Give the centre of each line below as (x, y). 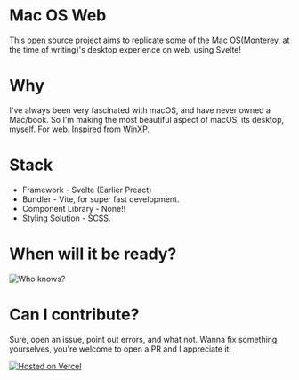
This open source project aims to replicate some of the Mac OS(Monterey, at (149, 40)
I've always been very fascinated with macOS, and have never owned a (140, 110)
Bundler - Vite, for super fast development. (101, 199)
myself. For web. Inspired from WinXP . (79, 129)
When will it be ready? (93, 254)
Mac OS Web (58, 16)
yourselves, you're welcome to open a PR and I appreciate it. (120, 349)
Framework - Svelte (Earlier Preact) (87, 190)
